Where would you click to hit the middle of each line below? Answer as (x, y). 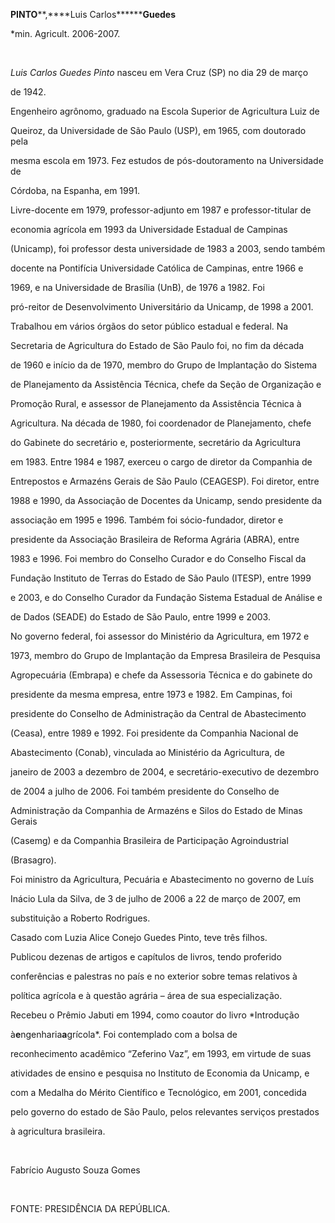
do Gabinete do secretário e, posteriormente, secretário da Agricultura (156, 442)
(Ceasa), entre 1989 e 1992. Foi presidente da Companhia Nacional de (154, 733)
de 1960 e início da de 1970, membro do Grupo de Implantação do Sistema (164, 365)
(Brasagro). (33, 860)
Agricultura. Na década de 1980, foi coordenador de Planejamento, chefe (161, 423)
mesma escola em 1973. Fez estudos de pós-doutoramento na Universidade (167, 160)
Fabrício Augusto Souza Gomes (75, 1170)
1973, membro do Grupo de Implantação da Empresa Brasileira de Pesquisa (165, 655)
